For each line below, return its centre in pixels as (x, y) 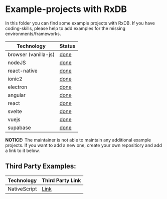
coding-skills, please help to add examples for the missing (65, 28)
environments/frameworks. (33, 33)
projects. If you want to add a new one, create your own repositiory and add (83, 145)
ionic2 (15, 78)
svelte (15, 111)
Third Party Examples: (41, 166)
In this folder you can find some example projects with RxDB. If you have (80, 23)
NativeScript (22, 188)
